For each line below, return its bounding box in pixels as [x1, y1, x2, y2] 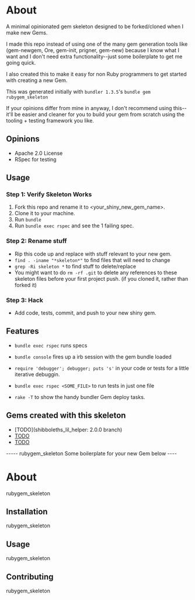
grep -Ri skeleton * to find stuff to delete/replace [14, 262, 136, 270]
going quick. [6, 59, 36, 66]
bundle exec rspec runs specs [14, 342, 88, 349]
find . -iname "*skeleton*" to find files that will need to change [14, 256, 170, 264]
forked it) [14, 281, 37, 288]
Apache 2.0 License [14, 149, 63, 156]
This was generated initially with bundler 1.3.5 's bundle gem [6, 88, 151, 95]
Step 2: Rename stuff [6, 237, 67, 245]
